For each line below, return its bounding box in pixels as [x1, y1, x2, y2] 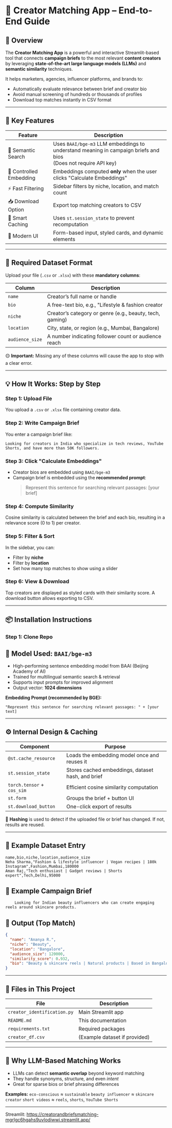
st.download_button [8, 803, 55, 809]
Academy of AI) [12, 668, 46, 674]
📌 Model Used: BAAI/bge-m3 [5, 649, 92, 658]
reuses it [66, 758, 87, 765]
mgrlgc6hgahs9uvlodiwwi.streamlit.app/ [5, 1116, 91, 1123]
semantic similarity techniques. [5, 66, 73, 72]
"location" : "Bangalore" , [10, 946, 66, 951]
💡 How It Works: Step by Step [5, 380, 101, 388]
